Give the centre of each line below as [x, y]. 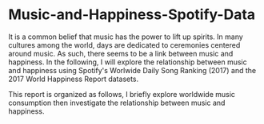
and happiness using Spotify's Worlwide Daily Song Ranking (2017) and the [132, 70]
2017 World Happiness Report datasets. [74, 79]
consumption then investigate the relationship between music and [117, 103]
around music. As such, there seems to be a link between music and [121, 53]
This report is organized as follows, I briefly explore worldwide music [122, 94]
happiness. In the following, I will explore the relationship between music [128, 62]
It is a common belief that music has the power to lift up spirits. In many [126, 37]
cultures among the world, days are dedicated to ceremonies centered [124, 45]
